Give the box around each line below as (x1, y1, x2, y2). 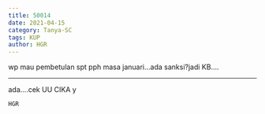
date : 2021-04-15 (8, 19, 65, 27)
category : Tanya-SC (8, 26, 73, 34)
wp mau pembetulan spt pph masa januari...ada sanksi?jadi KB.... (8, 62, 219, 72)
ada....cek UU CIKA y (8, 85, 77, 94)
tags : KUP (8, 33, 41, 42)
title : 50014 (8, 11, 51, 20)
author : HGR (8, 41, 47, 49)
